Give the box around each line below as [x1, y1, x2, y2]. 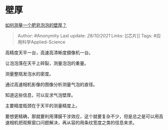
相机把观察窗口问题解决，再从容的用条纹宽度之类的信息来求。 [9, 119, 137, 125]
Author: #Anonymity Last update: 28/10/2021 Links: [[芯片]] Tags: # [17, 32, 157, 38]
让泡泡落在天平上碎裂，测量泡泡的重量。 [5, 60, 89, 66]
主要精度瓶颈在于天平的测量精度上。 [5, 102, 80, 108]
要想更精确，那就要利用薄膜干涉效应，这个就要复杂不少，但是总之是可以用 [5, 113, 159, 119]
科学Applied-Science [22, 38, 66, 45]
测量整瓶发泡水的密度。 [5, 70, 54, 76]
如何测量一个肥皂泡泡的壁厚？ [5, 22, 67, 28]
